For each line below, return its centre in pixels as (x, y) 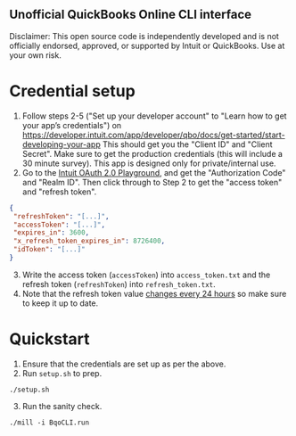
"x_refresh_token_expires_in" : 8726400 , (89, 241)
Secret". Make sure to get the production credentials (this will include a (152, 153)
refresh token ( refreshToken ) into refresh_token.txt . (119, 284)
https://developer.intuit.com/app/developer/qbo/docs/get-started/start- (153, 135)
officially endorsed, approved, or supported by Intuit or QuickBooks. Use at (147, 45)
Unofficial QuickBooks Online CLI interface (131, 15)
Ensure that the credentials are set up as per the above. (124, 364)
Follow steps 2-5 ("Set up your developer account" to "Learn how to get (154, 116)
